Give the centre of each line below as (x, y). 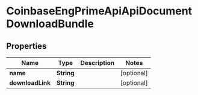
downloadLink (30, 83)
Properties (26, 46)
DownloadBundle (50, 24)
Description (97, 63)
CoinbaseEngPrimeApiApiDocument (99, 11)
